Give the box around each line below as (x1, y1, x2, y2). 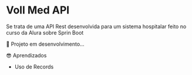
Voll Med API (6, 4, 70, 17)
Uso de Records (14, 63, 54, 70)
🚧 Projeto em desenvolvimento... (6, 40, 85, 47)
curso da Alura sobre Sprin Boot (6, 29, 84, 36)
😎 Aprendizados (6, 52, 47, 59)
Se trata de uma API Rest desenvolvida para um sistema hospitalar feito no (6, 23, 187, 30)
